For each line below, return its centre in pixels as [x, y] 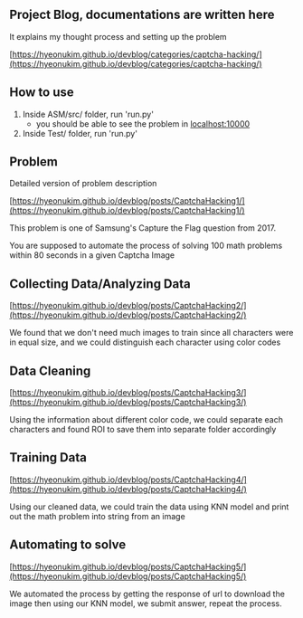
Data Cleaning [50, 371]
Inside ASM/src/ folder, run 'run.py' [88, 114]
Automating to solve [68, 545]
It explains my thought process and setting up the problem [118, 36]
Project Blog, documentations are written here [142, 15]
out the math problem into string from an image [97, 516]
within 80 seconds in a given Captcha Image [92, 255]
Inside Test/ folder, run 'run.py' [80, 133]
